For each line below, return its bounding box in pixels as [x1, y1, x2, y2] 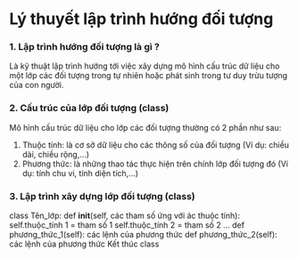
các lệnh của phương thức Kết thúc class [9, 238, 160, 249]
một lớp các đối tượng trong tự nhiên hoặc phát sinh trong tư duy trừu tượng [9, 70, 288, 81]
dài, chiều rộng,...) [21, 149, 90, 159]
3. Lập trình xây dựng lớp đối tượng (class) [9, 189, 195, 202]
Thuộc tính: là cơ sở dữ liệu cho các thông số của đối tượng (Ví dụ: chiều [21, 139, 290, 150]
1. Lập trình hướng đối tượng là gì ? [9, 41, 161, 53]
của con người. [9, 80, 64, 91]
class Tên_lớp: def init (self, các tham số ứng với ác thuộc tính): [9, 210, 241, 222]
